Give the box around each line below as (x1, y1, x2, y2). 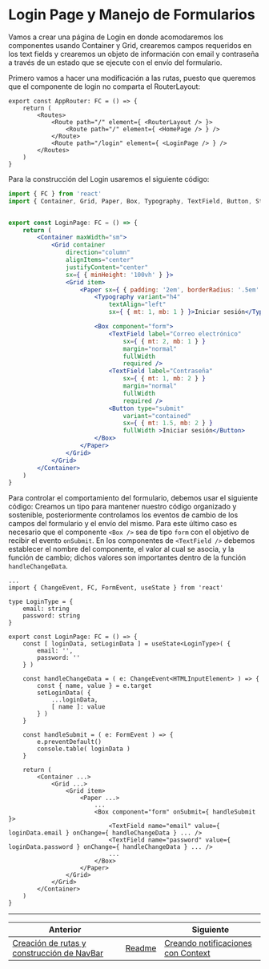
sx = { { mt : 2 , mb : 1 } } (122, 337, 206, 345)
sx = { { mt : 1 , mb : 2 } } (122, 375, 206, 383)
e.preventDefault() (37, 738, 102, 746)
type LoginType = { (8, 598, 74, 606)
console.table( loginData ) (37, 745, 130, 754)
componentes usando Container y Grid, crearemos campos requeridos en (8, 40, 252, 50)
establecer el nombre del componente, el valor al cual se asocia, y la (8, 545, 235, 554)
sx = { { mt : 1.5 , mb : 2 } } (122, 419, 214, 428)
